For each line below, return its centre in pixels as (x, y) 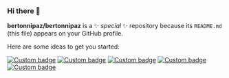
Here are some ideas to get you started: (64, 47)
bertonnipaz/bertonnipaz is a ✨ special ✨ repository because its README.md (115, 26)
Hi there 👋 (24, 11)
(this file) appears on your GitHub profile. (65, 34)
